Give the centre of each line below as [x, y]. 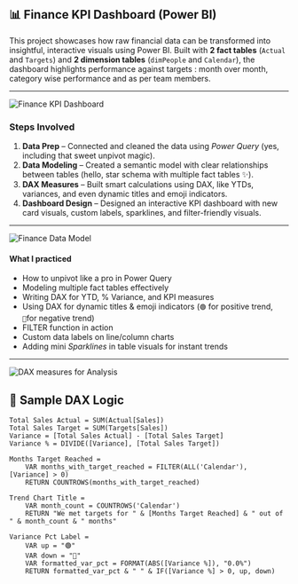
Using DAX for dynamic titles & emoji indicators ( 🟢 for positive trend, [147, 307]
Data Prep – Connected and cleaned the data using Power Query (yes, [150, 146]
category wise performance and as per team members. [110, 78]
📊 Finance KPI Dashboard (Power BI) [113, 15]
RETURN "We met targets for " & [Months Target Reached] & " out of [154, 514]
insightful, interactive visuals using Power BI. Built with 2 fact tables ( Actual [148, 50]
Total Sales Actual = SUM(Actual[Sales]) [87, 421]
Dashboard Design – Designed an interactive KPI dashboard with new [149, 203]
